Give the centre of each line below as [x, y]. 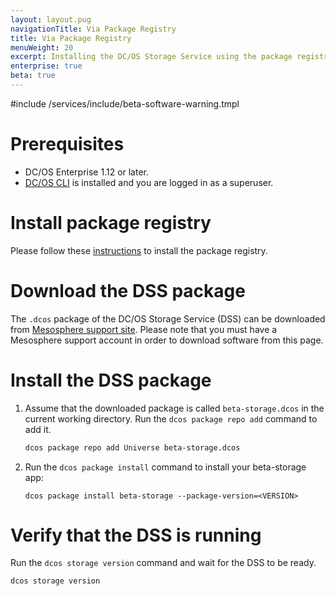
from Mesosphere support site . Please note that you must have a [144, 329]
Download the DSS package [128, 290]
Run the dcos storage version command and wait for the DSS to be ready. [163, 563]
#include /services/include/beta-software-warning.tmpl [125, 103]
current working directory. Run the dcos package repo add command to [171, 418]
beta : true [33, 76]
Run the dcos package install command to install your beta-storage [165, 467]
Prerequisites [67, 144]
